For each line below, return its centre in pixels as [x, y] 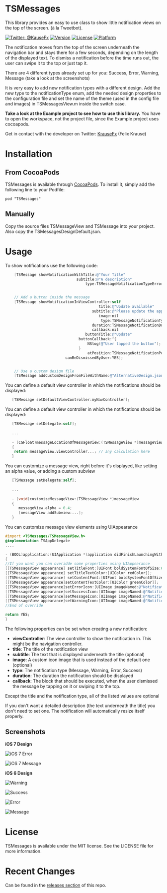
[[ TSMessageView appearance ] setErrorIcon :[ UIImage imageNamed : [72, 587]
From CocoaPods [32, 172]
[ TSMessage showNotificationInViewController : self [68, 302]
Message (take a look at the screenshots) [48, 78]
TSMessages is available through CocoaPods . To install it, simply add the [80, 184]
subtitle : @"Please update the [123, 311]
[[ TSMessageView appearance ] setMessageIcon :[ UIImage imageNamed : [74, 596]
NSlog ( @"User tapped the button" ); [124, 344]
